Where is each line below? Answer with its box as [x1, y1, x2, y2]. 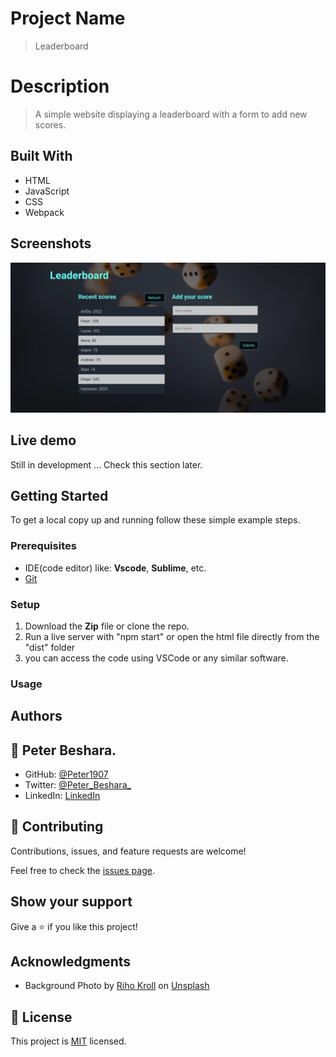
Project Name [10, 7, 126, 30]
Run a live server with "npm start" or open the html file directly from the [24, 630, 320, 642]
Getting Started [10, 487, 109, 504]
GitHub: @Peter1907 [24, 768, 109, 781]
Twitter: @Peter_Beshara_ [24, 779, 132, 791]
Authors [10, 708, 63, 725]
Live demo [10, 432, 77, 449]
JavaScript [24, 185, 70, 197]
